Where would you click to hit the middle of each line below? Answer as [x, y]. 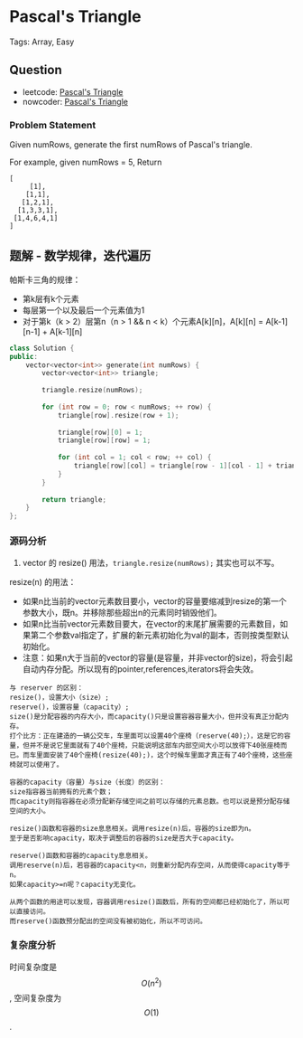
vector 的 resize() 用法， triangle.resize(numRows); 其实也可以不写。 [151, 562]
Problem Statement [53, 125]
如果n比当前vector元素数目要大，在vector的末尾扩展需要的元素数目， [151, 623]
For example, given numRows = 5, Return [86, 162]
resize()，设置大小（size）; [60, 697]
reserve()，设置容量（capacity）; [69, 707]
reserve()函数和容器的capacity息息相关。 [81, 855]
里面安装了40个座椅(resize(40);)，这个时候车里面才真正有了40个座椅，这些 [161, 755]
